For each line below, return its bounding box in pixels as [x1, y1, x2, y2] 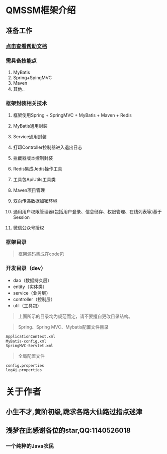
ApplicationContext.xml [6, 334, 56, 339]
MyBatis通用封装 [13, 123, 48, 129]
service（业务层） [13, 290, 51, 296]
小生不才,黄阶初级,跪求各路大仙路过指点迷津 [6, 407, 143, 416]
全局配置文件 [18, 353, 45, 359]
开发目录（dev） [6, 265, 46, 272]
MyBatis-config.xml [6, 338, 47, 344]
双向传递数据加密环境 [13, 198, 57, 204]
